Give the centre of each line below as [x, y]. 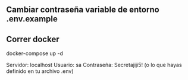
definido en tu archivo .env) [40, 71]
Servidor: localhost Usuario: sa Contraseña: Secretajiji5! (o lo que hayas [94, 65]
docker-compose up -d [35, 53]
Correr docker [33, 39]
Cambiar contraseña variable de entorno [83, 10]
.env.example [32, 19]
